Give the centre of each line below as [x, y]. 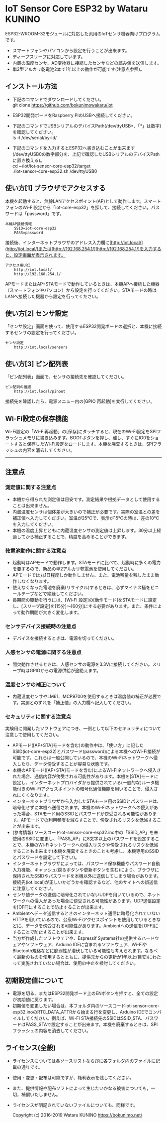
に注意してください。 [34, 888]
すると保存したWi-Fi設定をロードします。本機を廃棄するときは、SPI [83, 444]
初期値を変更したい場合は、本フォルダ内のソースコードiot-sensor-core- [86, 1005]
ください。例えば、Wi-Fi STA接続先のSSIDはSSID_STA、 [87, 1018]
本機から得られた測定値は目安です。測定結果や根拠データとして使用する [86, 499]
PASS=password [29, 233]
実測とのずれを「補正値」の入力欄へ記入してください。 [77, 702]
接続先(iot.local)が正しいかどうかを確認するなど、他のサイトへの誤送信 [85, 882]
